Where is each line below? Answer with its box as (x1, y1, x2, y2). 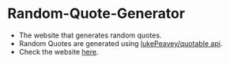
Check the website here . (18, 47, 99, 56)
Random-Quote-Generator (7, 5, 186, 23)
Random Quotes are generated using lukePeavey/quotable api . (18, 38, 223, 48)
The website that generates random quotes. (18, 30, 162, 40)
